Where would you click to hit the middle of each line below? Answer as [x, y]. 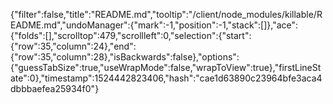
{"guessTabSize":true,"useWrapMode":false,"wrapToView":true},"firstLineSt [166, 67]
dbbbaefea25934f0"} [55, 88]
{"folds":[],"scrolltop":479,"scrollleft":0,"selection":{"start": [131, 35]
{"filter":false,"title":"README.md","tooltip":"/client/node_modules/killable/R [166, 14]
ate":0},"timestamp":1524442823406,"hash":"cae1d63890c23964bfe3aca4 [166, 78]
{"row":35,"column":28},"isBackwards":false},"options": [125, 57]
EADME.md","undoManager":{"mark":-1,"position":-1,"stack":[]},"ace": [154, 25]
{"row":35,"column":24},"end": [73, 46]
